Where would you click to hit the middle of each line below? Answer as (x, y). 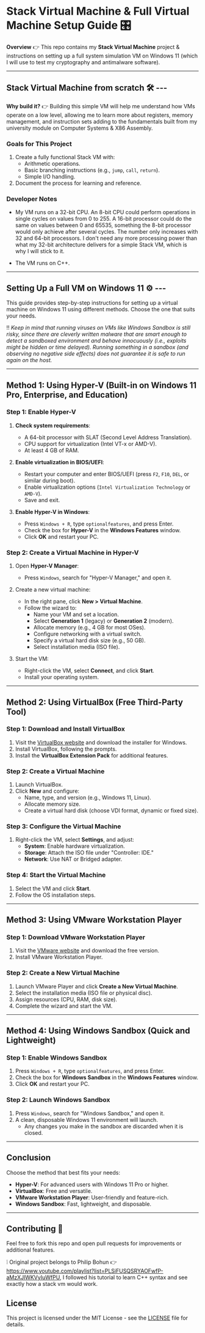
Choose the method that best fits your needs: (63, 1172)
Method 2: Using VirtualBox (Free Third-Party (95, 702)
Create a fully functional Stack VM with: (65, 157)
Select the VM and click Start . (53, 888)
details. (16, 1324)
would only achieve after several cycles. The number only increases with (106, 232)
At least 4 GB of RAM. (52, 450)
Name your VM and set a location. (76, 615)
